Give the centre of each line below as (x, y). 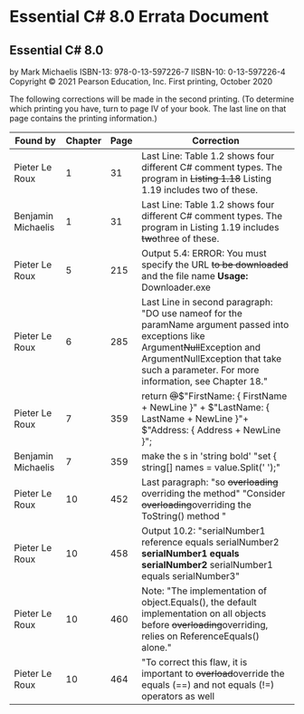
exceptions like (173, 336)
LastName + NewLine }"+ (195, 419)
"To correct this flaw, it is (195, 662)
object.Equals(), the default (199, 602)
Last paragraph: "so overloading (210, 482)
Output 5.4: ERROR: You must (204, 253)
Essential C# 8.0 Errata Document (139, 17)
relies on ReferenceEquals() (200, 636)
